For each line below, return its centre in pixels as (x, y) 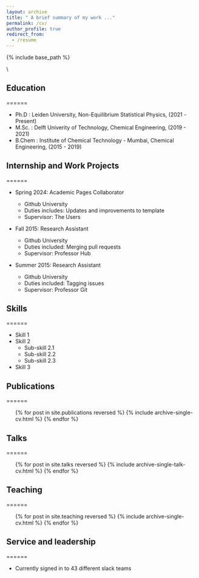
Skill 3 (23, 367)
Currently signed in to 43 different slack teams (73, 568)
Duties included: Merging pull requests (73, 247)
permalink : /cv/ (27, 23)
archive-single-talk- (160, 465)
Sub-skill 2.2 (40, 354)
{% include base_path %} (38, 57)
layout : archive (27, 12)
